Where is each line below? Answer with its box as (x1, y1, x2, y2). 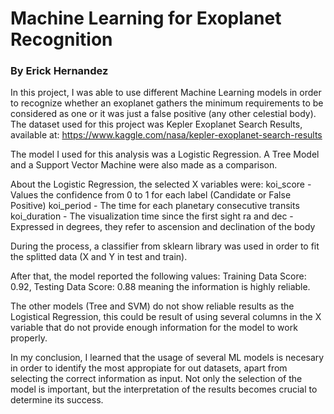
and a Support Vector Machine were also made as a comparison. (10, 159, 278, 171)
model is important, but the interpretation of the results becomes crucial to (10, 383, 318, 396)
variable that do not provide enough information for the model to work (10, 322, 298, 334)
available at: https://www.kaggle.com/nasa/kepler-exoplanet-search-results (10, 129, 323, 141)
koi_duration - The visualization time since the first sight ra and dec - (10, 210, 294, 222)
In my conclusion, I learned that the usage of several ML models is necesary (10, 352, 325, 364)
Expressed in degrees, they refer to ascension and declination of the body (10, 221, 316, 233)
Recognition (10, 28, 113, 51)
